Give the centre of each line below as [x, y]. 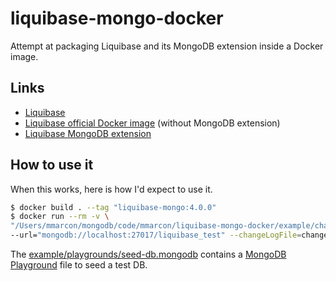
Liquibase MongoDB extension [88, 133]
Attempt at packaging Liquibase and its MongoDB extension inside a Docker [167, 46]
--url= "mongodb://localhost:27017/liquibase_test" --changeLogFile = [156, 235]
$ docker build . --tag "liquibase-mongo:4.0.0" [113, 207]
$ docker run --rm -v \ [60, 217]
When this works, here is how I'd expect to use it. [111, 189]
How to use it [52, 165]
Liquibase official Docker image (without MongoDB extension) [152, 123]
